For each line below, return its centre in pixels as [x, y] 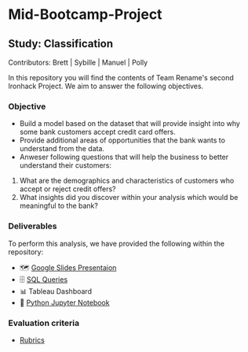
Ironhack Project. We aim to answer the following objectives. [106, 86]
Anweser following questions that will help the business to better [124, 157]
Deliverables [33, 226]
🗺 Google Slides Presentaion [68, 267]
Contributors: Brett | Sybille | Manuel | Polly [78, 62]
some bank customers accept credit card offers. [97, 132]
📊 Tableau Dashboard [56, 291]
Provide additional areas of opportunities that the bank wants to [122, 140]
